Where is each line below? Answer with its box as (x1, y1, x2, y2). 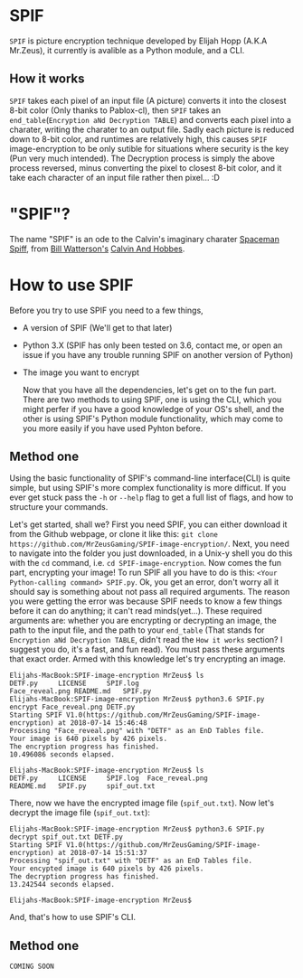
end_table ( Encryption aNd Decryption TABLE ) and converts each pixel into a (9, 114, 292, 125)
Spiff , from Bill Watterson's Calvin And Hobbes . (9, 243, 185, 254)
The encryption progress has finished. (9, 742, 160, 751)
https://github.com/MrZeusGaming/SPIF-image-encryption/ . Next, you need (9, 539, 289, 550)
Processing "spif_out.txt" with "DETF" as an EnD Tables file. (9, 856, 253, 866)
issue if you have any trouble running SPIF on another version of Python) (22, 349, 294, 360)
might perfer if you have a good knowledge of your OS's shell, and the (22, 403, 285, 414)
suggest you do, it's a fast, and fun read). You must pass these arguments (9, 644, 285, 655)
